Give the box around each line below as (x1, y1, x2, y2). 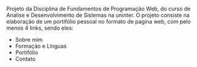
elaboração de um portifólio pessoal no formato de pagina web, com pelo (6, 18, 191, 25)
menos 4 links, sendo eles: (6, 24, 74, 31)
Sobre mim (15, 36, 43, 43)
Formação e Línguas (15, 42, 67, 49)
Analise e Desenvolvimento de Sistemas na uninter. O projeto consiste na (6, 11, 190, 19)
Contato (15, 56, 36, 62)
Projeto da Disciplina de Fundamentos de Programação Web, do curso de (6, 5, 191, 12)
